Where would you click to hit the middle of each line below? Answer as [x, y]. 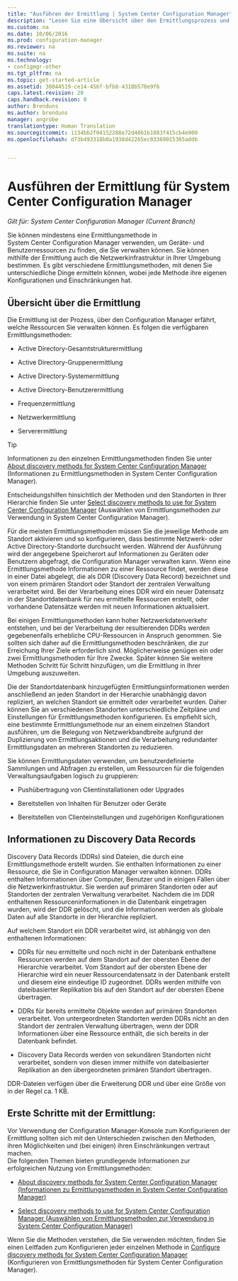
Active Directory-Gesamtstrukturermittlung [80, 349]
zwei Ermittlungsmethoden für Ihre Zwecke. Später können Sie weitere [110, 658]
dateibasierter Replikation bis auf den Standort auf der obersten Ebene [121, 989]
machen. [20, 1153]
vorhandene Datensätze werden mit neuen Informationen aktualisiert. [108, 606]
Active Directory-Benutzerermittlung [70, 390]
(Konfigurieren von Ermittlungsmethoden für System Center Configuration [115, 1262]
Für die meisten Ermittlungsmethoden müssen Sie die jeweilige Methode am [118, 531]
